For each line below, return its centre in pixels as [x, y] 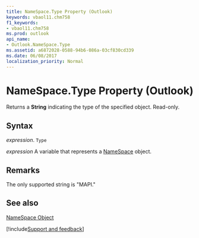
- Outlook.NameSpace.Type [38, 45]
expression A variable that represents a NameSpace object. [79, 151]
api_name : [18, 39]
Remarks [23, 170]
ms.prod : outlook [28, 34]
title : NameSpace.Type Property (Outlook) [59, 12]
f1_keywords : [22, 23]
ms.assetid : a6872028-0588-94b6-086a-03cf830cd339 [70, 50]
